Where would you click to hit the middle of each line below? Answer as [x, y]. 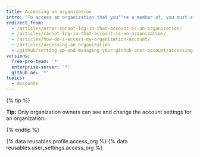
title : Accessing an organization [49, 12]
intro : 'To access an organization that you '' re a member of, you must [97, 17]
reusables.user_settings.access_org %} [54, 147]
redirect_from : [25, 23]
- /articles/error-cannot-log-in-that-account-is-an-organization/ [97, 28]
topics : [16, 78]
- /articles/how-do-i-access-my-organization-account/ [81, 39]
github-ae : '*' [30, 73]
